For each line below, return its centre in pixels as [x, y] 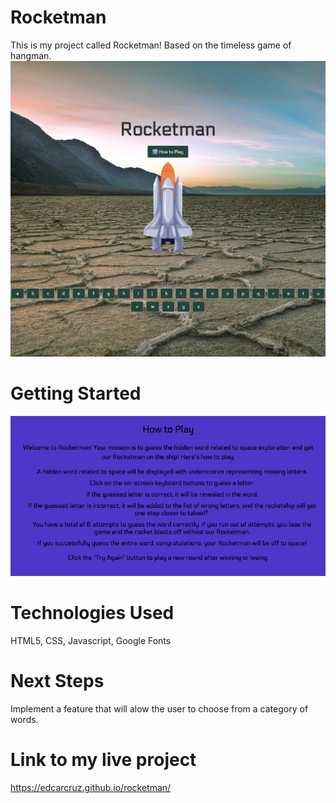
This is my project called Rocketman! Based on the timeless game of [151, 45]
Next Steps [57, 681]
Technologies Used [92, 613]
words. [24, 719]
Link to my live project [103, 759]
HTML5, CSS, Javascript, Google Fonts [91, 640]
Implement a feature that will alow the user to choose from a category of [159, 708]
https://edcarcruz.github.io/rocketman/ [91, 787]
